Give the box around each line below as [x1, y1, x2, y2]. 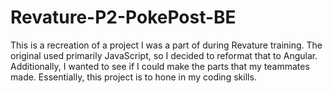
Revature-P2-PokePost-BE [10, 6, 237, 29]
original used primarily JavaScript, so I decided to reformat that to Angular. [10, 49, 318, 61]
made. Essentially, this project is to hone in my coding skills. [10, 71, 257, 83]
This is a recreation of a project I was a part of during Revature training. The [10, 39, 323, 51]
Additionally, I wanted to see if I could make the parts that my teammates [10, 60, 310, 72]
